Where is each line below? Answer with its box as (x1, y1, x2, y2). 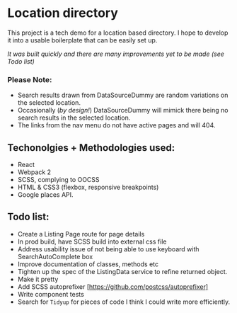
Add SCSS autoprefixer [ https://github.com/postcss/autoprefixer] (17, 282, 209, 291)
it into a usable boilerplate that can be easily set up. (7, 35, 158, 44)
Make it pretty (17, 275, 59, 283)
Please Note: (7, 74, 52, 84)
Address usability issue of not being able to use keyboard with (17, 244, 200, 253)
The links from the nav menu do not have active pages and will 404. (17, 121, 216, 130)
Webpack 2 (17, 168, 52, 176)
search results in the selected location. (17, 113, 131, 122)
